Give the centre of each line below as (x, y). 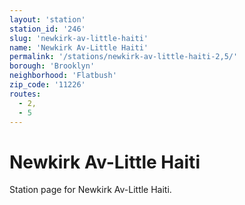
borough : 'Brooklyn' (52, 66)
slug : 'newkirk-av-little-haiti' (79, 38)
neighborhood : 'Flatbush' (63, 76)
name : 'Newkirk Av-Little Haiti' (79, 47)
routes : (25, 94)
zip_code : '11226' (47, 85)
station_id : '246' (47, 29)
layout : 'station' (47, 19)
